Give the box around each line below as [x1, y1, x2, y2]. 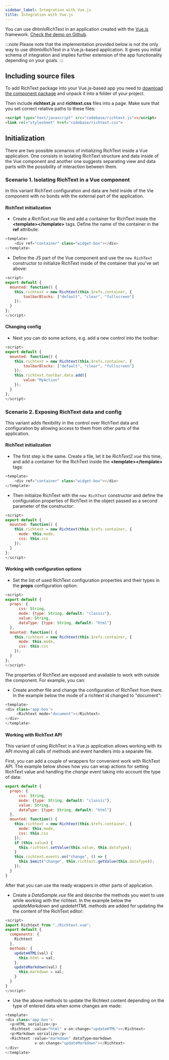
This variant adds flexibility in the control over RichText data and [5, 419, 139, 426]
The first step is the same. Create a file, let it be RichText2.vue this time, [12, 453, 162, 459]
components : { [10, 932, 39, 937]
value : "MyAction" [23, 378, 60, 383]
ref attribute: [12, 227, 39, 233]
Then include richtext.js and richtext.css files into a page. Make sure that [5, 100, 160, 107]
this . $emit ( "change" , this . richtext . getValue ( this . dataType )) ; [18, 859, 155, 864]
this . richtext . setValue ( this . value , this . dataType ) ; [18, 845, 132, 850]
